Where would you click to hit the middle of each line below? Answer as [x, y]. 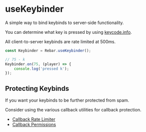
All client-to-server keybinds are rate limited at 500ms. [60, 41]
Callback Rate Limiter [34, 119]
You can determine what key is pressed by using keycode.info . [69, 32]
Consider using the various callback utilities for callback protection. [73, 110]
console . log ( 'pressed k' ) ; [42, 69]
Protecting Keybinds [37, 89]
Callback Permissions [34, 125]
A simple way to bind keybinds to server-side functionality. [64, 23]
